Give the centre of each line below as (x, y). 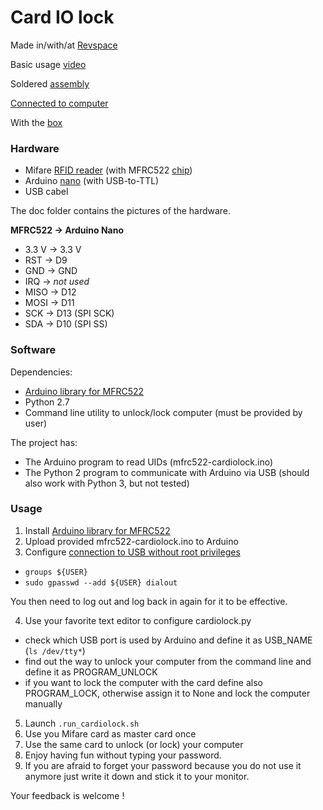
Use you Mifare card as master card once (110, 733)
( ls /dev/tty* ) (55, 650)
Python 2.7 (47, 402)
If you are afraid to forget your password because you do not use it (163, 765)
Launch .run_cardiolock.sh (82, 723)
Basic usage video (48, 64)
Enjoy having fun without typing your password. (123, 755)
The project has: (44, 442)
